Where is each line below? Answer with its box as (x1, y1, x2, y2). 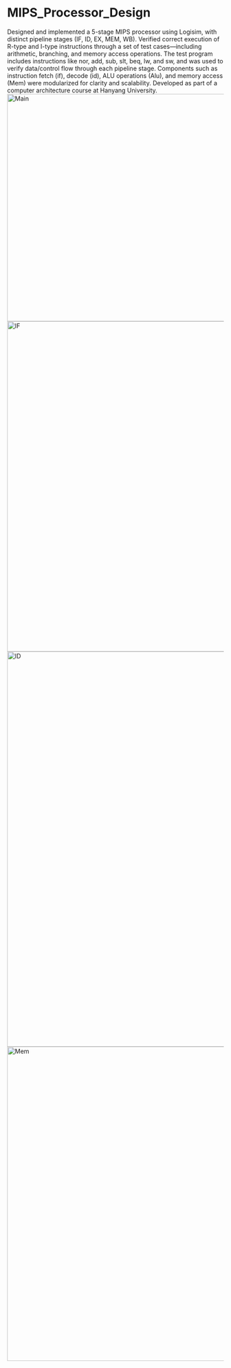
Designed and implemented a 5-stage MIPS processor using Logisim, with (7, 28, 217, 36)
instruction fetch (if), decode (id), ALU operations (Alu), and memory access (7, 71, 223, 80)
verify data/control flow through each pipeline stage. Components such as (7, 64, 218, 72)
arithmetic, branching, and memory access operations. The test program (7, 50, 213, 58)
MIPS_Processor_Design (7, 5, 151, 21)
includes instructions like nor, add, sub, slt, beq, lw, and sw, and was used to (7, 56, 223, 65)
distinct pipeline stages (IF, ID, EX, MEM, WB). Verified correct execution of (7, 34, 220, 43)
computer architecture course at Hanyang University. (7, 86, 158, 94)
